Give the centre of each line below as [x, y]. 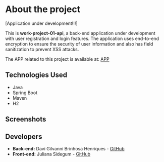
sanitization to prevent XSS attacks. [42, 49]
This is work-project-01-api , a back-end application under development [80, 33]
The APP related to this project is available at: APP [57, 59]
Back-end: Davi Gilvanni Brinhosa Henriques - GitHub [68, 148]
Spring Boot [25, 93]
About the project [43, 9]
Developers [24, 136]
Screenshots [26, 119]
